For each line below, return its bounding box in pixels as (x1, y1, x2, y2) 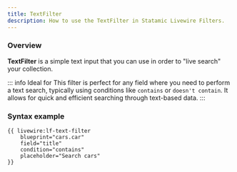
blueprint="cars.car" (20, 133, 84, 141)
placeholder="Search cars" (20, 153, 101, 160)
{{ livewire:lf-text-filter (7, 128, 91, 135)
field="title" (20, 140, 62, 147)
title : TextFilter (7, 10, 62, 18)
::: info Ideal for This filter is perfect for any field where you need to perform (7, 78, 231, 86)
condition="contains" (20, 146, 84, 153)
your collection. (7, 64, 54, 73)
